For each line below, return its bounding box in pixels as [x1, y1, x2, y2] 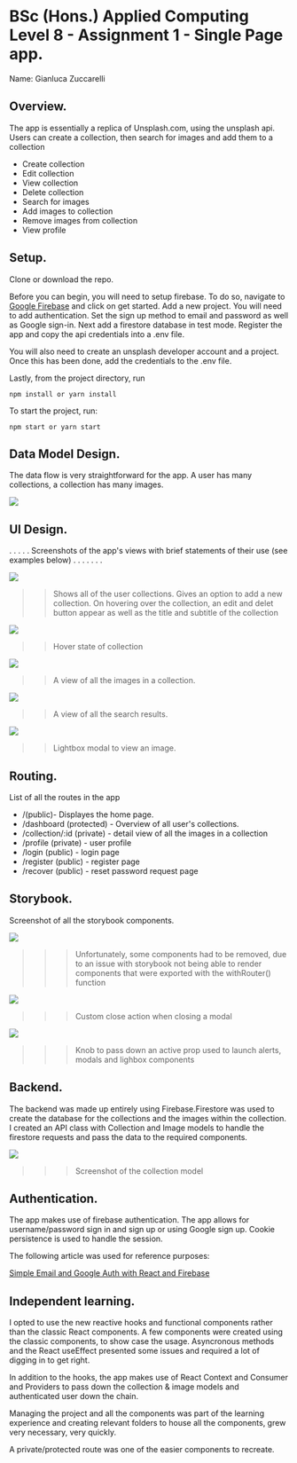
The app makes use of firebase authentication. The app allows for [9, 1215, 250, 1225]
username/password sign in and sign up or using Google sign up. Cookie [9, 1224, 276, 1235]
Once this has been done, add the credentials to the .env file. [9, 355, 232, 366]
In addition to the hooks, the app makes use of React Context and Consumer [9, 1373, 288, 1383]
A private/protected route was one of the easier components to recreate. [9, 1444, 275, 1455]
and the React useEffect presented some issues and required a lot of [9, 1346, 260, 1357]
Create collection [21, 158, 85, 169]
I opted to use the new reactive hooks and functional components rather [9, 1317, 273, 1328]
